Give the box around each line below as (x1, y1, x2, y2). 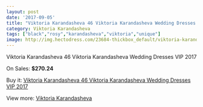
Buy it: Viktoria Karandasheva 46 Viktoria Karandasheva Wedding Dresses (6, 76, 191, 84)
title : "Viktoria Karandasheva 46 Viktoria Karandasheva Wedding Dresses (6, 20, 196, 26)
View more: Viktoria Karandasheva (6, 94, 92, 102)
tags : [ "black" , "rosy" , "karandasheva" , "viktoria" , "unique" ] (6, 31, 161, 37)
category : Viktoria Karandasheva (6, 25, 91, 32)
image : (6, 37, 23, 43)
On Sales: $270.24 (6, 65, 54, 72)
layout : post (6, 8, 39, 15)
